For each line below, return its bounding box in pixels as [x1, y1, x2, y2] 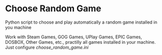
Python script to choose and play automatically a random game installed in [5, 19, 158, 25]
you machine [5, 24, 32, 30]
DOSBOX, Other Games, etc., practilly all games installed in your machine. [5, 39, 156, 45]
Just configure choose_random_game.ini [5, 44, 89, 50]
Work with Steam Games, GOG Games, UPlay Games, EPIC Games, [5, 34, 142, 40]
